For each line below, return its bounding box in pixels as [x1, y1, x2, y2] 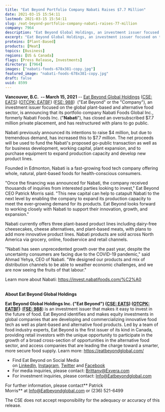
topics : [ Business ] [5, 48, 45, 53]
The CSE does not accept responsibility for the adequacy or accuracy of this [5, 397, 160, 403]
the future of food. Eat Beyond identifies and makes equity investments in [5, 311, 154, 317]
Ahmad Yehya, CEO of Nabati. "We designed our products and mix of [5, 256, 145, 262]
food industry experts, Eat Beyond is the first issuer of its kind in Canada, [5, 326, 153, 332]
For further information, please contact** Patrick [5, 382, 103, 388]
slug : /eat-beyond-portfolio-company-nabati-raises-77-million [5, 21, 137, 26]
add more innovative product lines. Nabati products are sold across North [5, 231, 154, 237]
